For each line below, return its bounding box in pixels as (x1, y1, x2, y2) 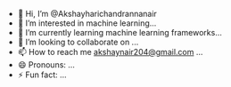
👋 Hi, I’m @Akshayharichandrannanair (17, 9, 158, 19)
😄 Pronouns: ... (17, 59, 76, 70)
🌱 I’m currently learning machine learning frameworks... (17, 28, 223, 37)
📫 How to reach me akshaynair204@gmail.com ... (17, 47, 203, 57)
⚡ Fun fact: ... (17, 69, 67, 80)
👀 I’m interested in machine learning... (17, 18, 157, 28)
